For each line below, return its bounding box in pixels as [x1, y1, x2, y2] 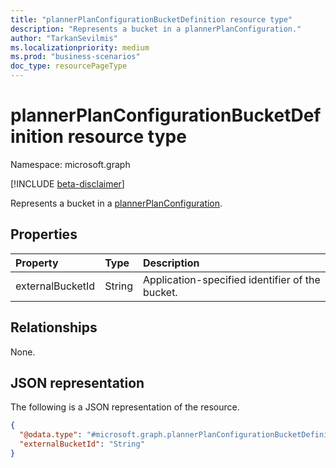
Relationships [10, 319, 98, 336]
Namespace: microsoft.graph [10, 158, 131, 170]
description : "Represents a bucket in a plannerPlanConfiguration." [10, 24, 302, 34]
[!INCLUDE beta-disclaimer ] [10, 177, 125, 190]
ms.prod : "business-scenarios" [10, 52, 141, 62]
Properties [10, 226, 78, 243]
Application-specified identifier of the [142, 272, 321, 286]
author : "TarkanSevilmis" [10, 33, 118, 43]
